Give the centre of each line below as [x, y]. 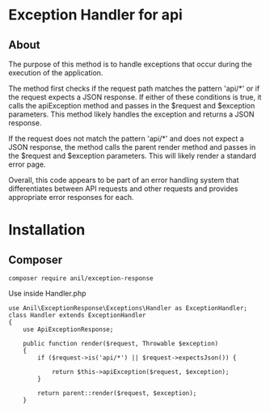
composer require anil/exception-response [81, 278]
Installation [47, 230]
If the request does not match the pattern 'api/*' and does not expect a [126, 138]
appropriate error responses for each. [72, 197]
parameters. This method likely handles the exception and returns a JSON [131, 114]
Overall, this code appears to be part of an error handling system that [124, 180]
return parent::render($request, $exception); [117, 393]
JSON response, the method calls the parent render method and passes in [132, 147]
